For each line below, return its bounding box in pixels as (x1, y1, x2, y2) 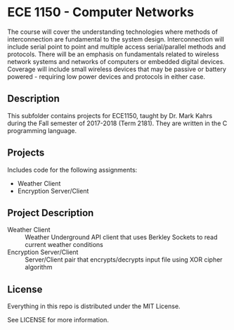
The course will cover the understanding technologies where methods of (7, 27, 218, 36)
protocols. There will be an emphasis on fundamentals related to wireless (7, 50, 219, 58)
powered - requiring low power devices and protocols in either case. (7, 72, 206, 81)
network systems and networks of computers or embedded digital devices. (7, 57, 225, 65)
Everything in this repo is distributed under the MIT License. (7, 302, 181, 310)
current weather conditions (25, 241, 104, 249)
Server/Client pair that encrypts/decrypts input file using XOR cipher (25, 255, 223, 264)
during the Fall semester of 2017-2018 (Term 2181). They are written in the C (7, 119, 228, 127)
